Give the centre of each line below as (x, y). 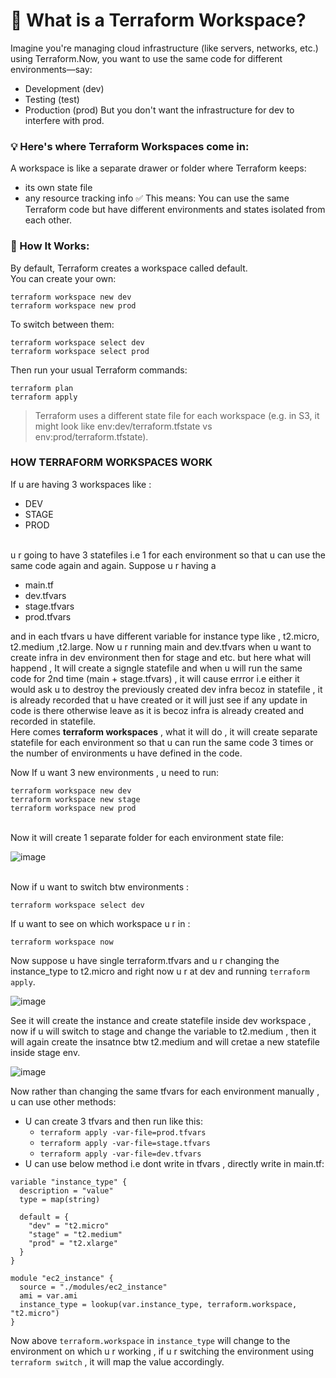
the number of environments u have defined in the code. (126, 753)
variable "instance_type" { (69, 1182)
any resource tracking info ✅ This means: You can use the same (157, 198)
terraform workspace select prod (80, 351)
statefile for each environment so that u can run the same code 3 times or (162, 742)
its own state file (58, 188)
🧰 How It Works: (50, 246)
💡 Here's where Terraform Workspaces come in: (130, 146)
